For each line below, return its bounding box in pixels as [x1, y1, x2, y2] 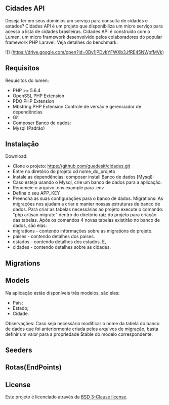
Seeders [5, 346, 32, 355]
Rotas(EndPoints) [5, 363, 62, 372]
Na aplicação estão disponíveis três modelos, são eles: [5, 290, 120, 296]
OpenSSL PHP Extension [12, 93, 65, 99]
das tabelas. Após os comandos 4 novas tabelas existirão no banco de [12, 217, 160, 223]
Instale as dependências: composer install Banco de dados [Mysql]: [12, 174, 154, 180]
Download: [5, 153, 28, 159]
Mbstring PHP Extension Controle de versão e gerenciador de [12, 103, 142, 109]
